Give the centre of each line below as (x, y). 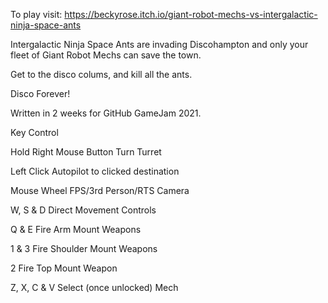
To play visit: (36, 14)
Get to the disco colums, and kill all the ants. (101, 74)
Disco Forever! (40, 93)
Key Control (34, 132)
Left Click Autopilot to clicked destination (95, 171)
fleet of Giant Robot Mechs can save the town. (106, 55)
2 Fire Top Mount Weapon (64, 268)
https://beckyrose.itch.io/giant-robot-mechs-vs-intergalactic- (191, 14)
